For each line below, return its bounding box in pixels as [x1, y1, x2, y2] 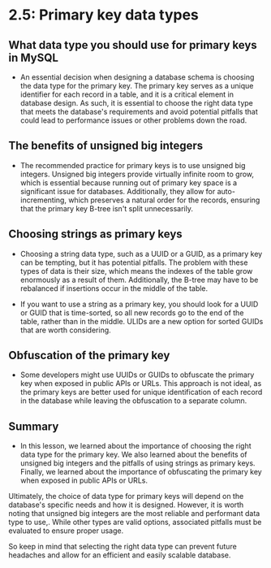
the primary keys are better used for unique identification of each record [19, 388, 263, 397]
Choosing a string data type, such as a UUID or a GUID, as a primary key [19, 249, 263, 258]
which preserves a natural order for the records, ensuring [68, 195, 260, 205]
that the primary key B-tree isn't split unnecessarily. [19, 203, 193, 213]
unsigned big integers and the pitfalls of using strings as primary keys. [19, 458, 256, 468]
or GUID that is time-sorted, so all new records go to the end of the [19, 307, 244, 318]
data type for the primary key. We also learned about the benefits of [19, 449, 247, 460]
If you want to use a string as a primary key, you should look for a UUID [19, 299, 259, 309]
